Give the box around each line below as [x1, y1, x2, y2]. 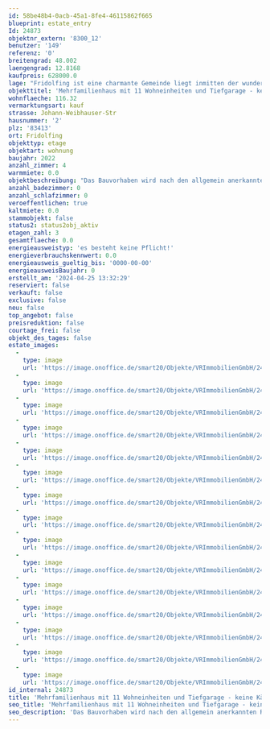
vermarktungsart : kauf [8, 101, 84, 110]
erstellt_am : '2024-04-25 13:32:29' [8, 274, 131, 282]
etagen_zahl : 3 [8, 229, 59, 238]
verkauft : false [8, 289, 63, 297]
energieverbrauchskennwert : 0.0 [8, 251, 117, 259]
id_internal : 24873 [8, 686, 74, 694]
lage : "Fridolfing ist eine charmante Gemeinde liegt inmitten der [8, 79, 239, 87]
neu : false [8, 304, 45, 312]
